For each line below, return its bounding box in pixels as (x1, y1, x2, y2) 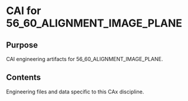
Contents (6, 72, 41, 83)
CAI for (6, 4, 41, 18)
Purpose (6, 40, 38, 50)
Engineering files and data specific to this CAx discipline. (6, 88, 144, 95)
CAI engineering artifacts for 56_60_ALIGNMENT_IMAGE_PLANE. (6, 56, 163, 62)
